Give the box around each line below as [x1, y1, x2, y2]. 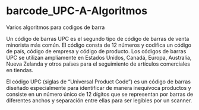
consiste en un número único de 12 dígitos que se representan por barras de [6, 90, 194, 98]
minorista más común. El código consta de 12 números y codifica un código [6, 41, 192, 48]
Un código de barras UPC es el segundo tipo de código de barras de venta [6, 35, 189, 42]
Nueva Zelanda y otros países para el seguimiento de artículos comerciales [6, 60, 190, 67]
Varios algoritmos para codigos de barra [6, 24, 105, 31]
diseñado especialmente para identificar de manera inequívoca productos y [6, 84, 191, 91]
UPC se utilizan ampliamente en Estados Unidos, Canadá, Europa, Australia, [6, 54, 192, 61]
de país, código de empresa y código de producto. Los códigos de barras [6, 47, 187, 54]
